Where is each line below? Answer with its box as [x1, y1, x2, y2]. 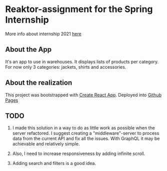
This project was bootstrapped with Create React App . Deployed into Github [5, 92, 161, 98]
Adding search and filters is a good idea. [12, 160, 96, 166]
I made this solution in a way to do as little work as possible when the [12, 125, 155, 131]
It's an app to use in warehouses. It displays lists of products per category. [5, 59, 159, 65]
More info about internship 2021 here [5, 31, 81, 37]
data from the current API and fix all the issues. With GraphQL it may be [12, 135, 160, 141]
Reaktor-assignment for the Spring [5, 4, 153, 15]
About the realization [5, 79, 72, 87]
